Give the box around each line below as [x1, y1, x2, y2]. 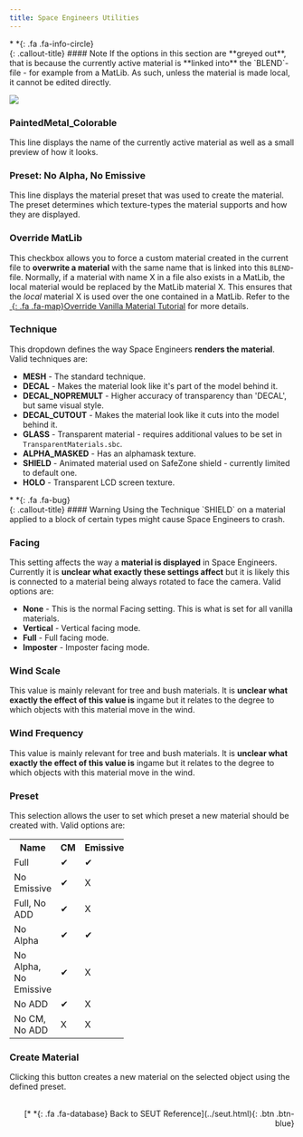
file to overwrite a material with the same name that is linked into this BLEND [9, 262, 291, 273]
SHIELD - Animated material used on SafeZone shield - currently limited [22, 457, 290, 468]
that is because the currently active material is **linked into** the [9, 57, 252, 68]
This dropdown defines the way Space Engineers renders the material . [9, 344, 276, 355]
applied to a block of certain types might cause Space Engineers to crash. [9, 513, 285, 524]
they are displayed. [9, 209, 80, 220]
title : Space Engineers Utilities [9, 13, 140, 23]
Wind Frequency [9, 727, 84, 740]
